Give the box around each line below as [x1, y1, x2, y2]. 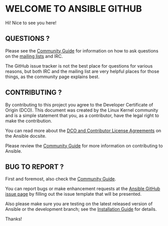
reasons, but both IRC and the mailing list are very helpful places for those [5, 68, 159, 74]
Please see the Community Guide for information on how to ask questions [5, 47, 159, 53]
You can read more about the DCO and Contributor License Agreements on [5, 127, 161, 134]
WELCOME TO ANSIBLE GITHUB [5, 3, 142, 15]
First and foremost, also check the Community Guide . [5, 176, 117, 182]
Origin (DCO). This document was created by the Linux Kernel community [5, 107, 158, 113]
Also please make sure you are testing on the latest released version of [5, 201, 153, 207]
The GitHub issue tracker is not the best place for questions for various [5, 63, 153, 69]
